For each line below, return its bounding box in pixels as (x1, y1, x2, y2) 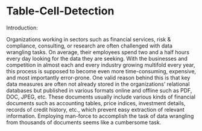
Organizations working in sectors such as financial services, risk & (6, 35, 171, 43)
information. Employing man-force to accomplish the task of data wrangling (6, 112, 194, 120)
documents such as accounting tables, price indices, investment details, (6, 99, 186, 106)
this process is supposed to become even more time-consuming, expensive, (6, 67, 197, 75)
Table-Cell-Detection (6, 4, 115, 18)
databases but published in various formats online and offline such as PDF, (6, 87, 192, 94)
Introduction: (6, 24, 38, 31)
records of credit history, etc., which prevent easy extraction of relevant (6, 106, 185, 113)
